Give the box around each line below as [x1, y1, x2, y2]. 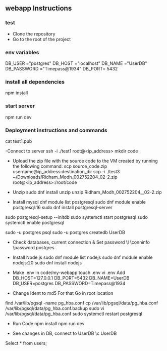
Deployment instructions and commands [5, 127, 107, 134]
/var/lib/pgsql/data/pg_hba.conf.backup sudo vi [5, 305, 104, 311]
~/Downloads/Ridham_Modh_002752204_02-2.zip [12, 174, 118, 180]
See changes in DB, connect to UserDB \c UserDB [12, 330, 117, 336]
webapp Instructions [5, 4, 72, 13]
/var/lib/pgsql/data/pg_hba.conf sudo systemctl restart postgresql [5, 310, 143, 317]
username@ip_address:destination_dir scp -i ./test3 [12, 168, 120, 174]
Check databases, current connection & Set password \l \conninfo [12, 239, 150, 245]
